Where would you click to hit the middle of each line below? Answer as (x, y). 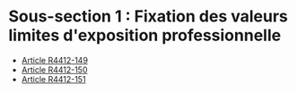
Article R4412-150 (54, 70)
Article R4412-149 (55, 60)
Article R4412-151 (53, 79)
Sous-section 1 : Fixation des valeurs (148, 17)
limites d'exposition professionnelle (145, 35)
